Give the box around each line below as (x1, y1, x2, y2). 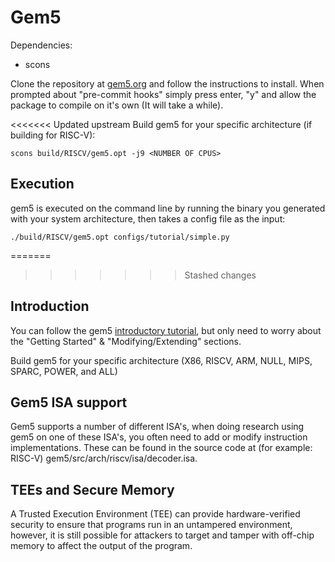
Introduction (10, 298, 90, 315)
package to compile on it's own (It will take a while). (10, 99, 224, 111)
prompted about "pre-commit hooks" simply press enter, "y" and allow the (10, 88, 317, 100)
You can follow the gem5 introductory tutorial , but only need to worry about (10, 324, 322, 336)
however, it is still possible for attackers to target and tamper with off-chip (10, 529, 315, 541)
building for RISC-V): (10, 129, 96, 141)
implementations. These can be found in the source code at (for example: (10, 442, 313, 454)
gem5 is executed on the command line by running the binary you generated (10, 202, 326, 214)
